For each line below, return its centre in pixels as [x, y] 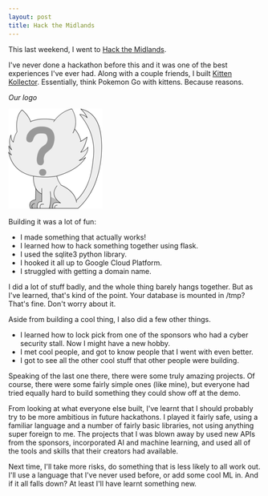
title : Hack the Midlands [51, 25]
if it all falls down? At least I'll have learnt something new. [102, 483]
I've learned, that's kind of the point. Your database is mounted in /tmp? [127, 295]
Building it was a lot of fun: [52, 221]
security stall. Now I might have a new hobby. [95, 343]
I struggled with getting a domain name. [86, 271]
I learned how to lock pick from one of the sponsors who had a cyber [134, 335]
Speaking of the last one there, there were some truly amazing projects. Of [132, 376]
